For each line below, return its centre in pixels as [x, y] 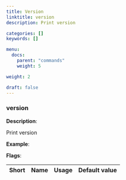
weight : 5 [29, 66]
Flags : [14, 155]
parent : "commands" [41, 60]
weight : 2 [18, 77]
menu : [13, 50]
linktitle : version [30, 17]
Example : [18, 144]
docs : [18, 55]
